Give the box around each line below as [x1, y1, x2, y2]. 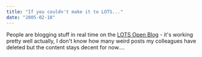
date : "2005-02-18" [6, 14, 56, 20]
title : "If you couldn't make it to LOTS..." [6, 8, 123, 15]
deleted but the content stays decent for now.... [6, 43, 125, 51]
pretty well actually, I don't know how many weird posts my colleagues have [6, 37, 197, 44]
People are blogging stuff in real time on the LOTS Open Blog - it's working [6, 31, 194, 38]
